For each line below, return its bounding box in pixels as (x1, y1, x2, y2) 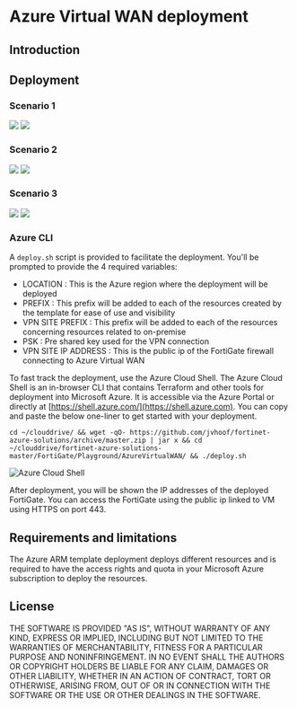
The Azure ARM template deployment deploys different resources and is (9, 553, 276, 564)
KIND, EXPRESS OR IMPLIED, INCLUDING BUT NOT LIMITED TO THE (9, 632, 264, 643)
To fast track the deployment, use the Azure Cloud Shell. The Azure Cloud (9, 373, 283, 384)
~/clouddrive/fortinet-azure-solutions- (9, 444, 163, 453)
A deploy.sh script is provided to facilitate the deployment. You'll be (9, 252, 259, 262)
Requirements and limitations (9, 530, 178, 545)
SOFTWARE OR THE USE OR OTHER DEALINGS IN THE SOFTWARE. (9, 689, 261, 700)
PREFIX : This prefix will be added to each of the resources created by (22, 298, 283, 309)
